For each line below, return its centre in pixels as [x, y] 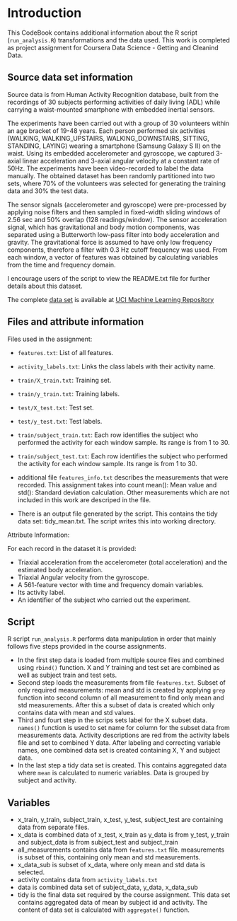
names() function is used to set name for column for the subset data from [123, 728]
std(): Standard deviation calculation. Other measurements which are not [123, 492]
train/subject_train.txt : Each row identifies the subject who [108, 435]
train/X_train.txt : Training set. [64, 380]
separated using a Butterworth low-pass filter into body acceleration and [113, 234]
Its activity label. [41, 592]
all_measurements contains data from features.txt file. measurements [121, 850]
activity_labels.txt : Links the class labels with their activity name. [116, 366]
